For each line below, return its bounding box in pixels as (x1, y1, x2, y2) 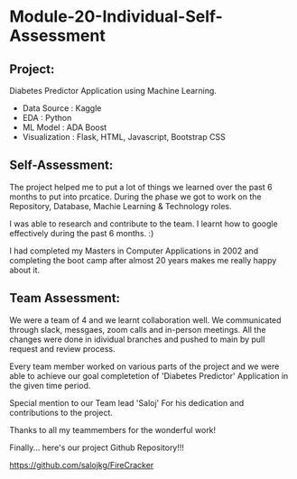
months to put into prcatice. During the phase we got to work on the (9, 191, 262, 202)
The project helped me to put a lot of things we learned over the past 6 (9, 181, 273, 192)
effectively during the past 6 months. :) (9, 227, 154, 238)
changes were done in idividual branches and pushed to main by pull (9, 334, 265, 345)
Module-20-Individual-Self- (9, 6, 223, 27)
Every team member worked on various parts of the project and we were (9, 361, 280, 372)
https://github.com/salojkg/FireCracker (9, 459, 154, 470)
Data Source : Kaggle (22, 103, 102, 114)
